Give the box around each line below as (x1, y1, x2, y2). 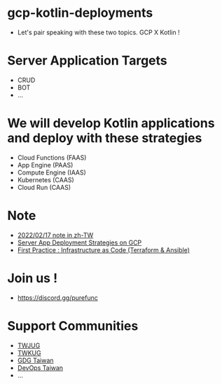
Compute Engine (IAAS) (17, 168, 86, 177)
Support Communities (7, 317, 139, 334)
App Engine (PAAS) (17, 160, 74, 169)
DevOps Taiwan (17, 363, 64, 372)
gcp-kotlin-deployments (7, 5, 153, 21)
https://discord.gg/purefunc (17, 293, 98, 302)
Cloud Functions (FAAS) (17, 153, 87, 162)
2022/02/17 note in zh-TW (17, 231, 94, 239)
